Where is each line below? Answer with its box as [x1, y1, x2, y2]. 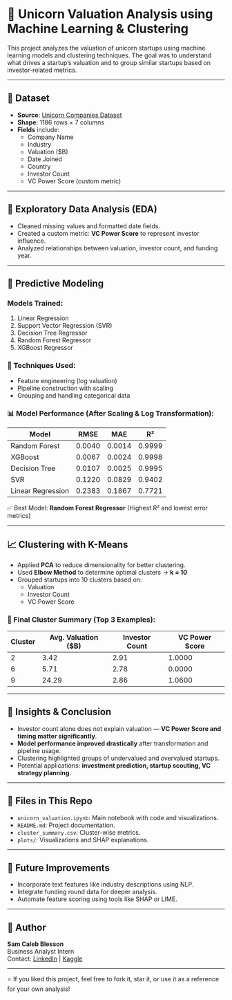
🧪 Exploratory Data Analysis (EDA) [7, 203, 157, 215]
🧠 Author [7, 921, 46, 933]
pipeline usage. [17, 746, 61, 754]
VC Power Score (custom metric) [27, 176, 122, 185]
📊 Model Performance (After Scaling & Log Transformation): [7, 409, 214, 418]
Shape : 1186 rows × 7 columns [17, 118, 105, 127]
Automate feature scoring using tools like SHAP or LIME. [17, 895, 177, 903]
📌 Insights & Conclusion [7, 706, 112, 718]
